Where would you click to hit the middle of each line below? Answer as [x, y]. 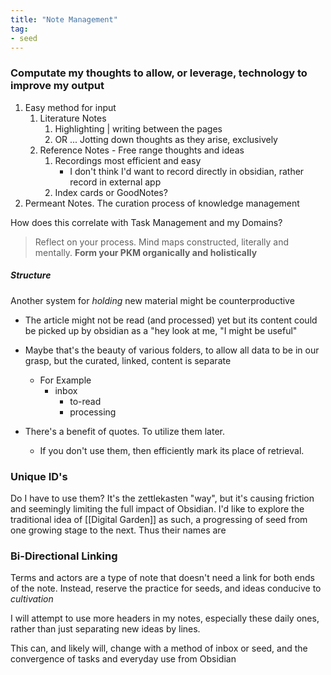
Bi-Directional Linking [64, 556]
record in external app [115, 182]
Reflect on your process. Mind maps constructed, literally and [162, 242]
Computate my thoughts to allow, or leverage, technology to [159, 73]
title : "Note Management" [64, 19]
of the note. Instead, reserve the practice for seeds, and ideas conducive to [166, 588]
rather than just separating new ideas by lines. [105, 629]
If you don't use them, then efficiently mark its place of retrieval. [172, 450]
